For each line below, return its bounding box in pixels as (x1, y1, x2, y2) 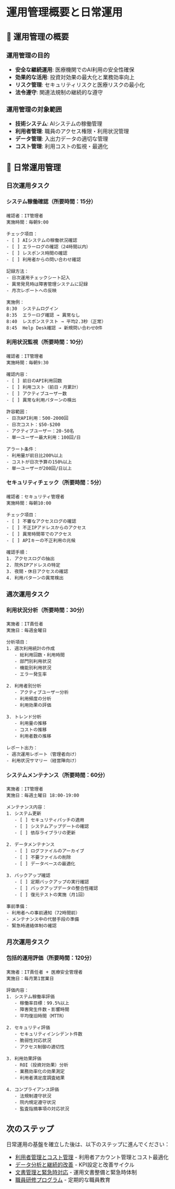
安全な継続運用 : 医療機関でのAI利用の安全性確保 (14, 66, 135, 73)
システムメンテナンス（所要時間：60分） (6, 771, 109, 778)
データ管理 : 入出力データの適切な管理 (14, 135, 109, 143)
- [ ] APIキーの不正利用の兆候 (6, 538, 76, 544)
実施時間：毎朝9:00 (6, 219, 49, 225)
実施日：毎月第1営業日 (6, 975, 54, 982)
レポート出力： (6, 745, 38, 751)
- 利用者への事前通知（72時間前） (6, 910, 80, 916)
